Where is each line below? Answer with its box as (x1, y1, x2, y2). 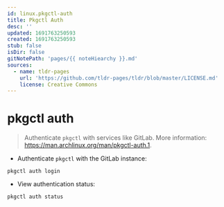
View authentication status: (17, 180, 96, 188)
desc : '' (7, 23, 33, 30)
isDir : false (7, 49, 45, 56)
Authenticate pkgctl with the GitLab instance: (17, 154, 147, 163)
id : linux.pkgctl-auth (7, 10, 73, 17)
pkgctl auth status (7, 193, 64, 201)
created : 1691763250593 (7, 36, 76, 43)
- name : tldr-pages (13, 68, 70, 75)
